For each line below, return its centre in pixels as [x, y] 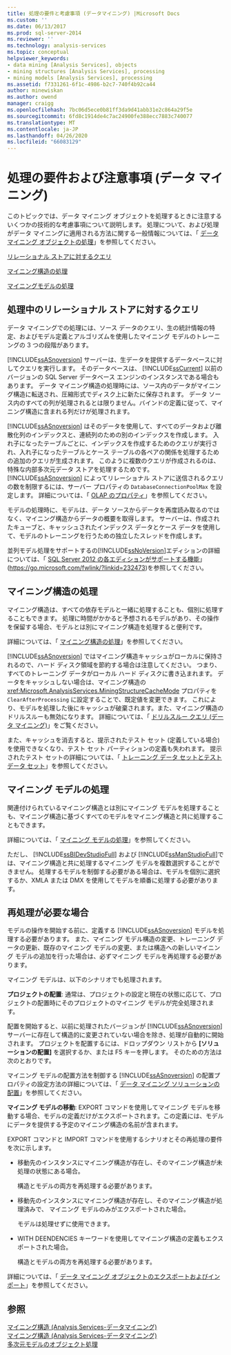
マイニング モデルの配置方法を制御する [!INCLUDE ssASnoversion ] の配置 [111, 1075]
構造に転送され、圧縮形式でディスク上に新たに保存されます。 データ [110, 394]
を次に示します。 [31, 1148]
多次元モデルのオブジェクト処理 [52, 1345]
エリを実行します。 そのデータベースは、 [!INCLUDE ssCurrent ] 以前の [124, 368]
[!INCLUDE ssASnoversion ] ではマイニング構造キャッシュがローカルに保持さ [115, 656]
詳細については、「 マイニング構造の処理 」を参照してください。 [97, 641]
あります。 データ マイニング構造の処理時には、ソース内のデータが [102, 385]
